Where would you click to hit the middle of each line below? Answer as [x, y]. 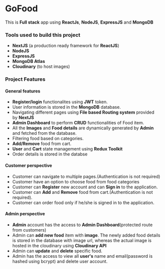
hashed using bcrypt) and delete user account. [60, 261]
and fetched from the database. [44, 133]
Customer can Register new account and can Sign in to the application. [85, 187]
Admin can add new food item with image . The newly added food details [86, 235]
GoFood [21, 9]
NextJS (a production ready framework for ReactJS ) [66, 46]
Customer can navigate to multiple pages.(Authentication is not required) [86, 176]
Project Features [25, 79]
